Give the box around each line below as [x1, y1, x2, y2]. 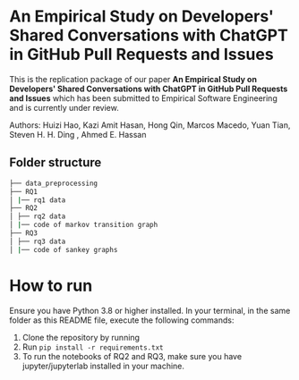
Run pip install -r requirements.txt [21, 342, 164, 352]
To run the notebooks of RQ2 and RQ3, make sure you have [21, 350, 243, 361]
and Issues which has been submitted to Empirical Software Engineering [9, 92, 278, 104]
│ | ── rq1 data [9, 195, 66, 205]
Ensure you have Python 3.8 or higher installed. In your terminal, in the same [9, 305, 291, 316]
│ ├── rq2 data [9, 212, 66, 221]
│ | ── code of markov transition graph [9, 221, 158, 230]
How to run [9, 275, 93, 296]
